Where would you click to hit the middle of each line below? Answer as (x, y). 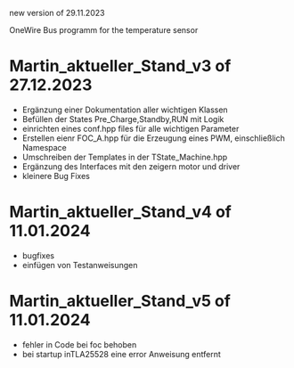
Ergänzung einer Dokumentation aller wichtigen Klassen (125, 110)
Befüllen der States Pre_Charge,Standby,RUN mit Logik (123, 119)
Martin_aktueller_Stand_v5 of (120, 301)
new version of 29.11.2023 (57, 13)
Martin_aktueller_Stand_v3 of (120, 66)
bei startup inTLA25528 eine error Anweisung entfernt (121, 354)
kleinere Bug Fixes (56, 176)
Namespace (44, 147)
